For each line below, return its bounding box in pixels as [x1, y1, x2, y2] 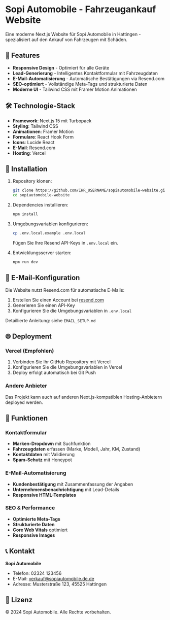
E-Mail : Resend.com [12, 145, 56, 151]
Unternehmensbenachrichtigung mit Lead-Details [12, 486, 120, 493]
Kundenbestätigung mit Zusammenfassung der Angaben [12, 481, 133, 487]
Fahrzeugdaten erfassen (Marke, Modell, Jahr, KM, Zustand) [12, 446, 141, 452]
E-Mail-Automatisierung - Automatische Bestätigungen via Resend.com [12, 75, 165, 82]
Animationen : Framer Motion [12, 128, 74, 134]
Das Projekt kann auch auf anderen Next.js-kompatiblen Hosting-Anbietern [5, 394, 162, 400]
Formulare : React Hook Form [12, 133, 74, 140]
